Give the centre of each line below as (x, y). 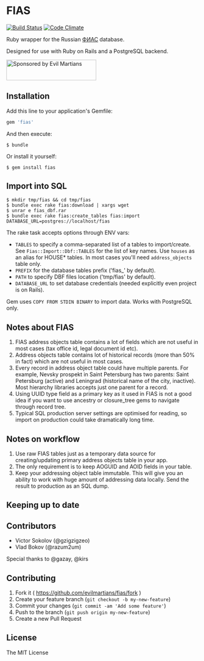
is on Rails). (30, 290)
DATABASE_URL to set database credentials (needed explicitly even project (106, 284)
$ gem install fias (31, 167)
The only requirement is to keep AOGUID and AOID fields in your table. (104, 466)
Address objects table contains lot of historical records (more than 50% (105, 355)
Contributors (31, 526)
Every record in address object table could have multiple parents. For (102, 368)
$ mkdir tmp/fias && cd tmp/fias (49, 200)
